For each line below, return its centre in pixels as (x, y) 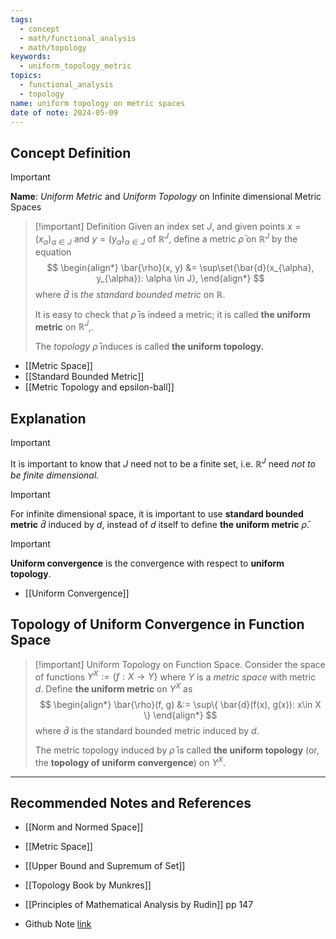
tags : (21, 19)
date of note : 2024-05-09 (64, 112)
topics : (26, 76)
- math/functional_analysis (78, 38)
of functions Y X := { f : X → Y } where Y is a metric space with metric (175, 676)
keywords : (31, 57)
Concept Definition (71, 152)
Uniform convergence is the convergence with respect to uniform (147, 563)
